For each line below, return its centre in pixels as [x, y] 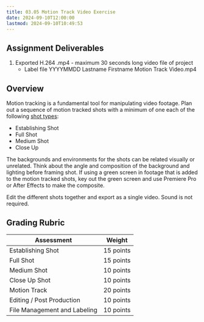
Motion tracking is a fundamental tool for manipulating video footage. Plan [99, 103]
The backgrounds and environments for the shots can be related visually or [100, 159]
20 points [117, 290]
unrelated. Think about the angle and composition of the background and [98, 166]
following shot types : [33, 116]
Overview [25, 88]
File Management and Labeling [53, 310]
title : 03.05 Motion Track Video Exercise [61, 12]
